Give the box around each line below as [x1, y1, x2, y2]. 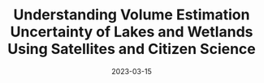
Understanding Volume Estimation [13, 6, 250, 24]
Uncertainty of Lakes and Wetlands [10, 23, 253, 41]
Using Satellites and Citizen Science [6, 40, 257, 58]
